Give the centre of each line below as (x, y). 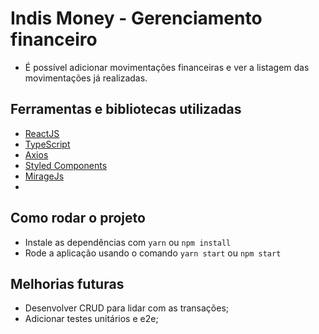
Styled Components (66, 165)
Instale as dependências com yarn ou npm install (128, 242)
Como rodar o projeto (78, 218)
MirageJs (44, 176)
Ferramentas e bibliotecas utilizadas (126, 109)
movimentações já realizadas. (86, 78)
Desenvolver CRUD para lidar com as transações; (127, 308)
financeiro (54, 39)
